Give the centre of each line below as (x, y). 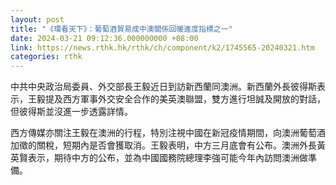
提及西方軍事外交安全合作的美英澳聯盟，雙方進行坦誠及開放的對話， (185, 99)
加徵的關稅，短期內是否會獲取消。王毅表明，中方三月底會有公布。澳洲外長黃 (168, 145)
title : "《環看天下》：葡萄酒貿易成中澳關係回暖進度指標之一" (121, 29)
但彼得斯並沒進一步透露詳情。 (71, 112)
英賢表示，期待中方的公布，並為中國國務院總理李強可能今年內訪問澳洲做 (159, 158)
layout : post (37, 19)
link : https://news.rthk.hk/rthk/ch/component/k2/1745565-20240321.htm (162, 47)
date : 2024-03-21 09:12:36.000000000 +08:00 (104, 38)
